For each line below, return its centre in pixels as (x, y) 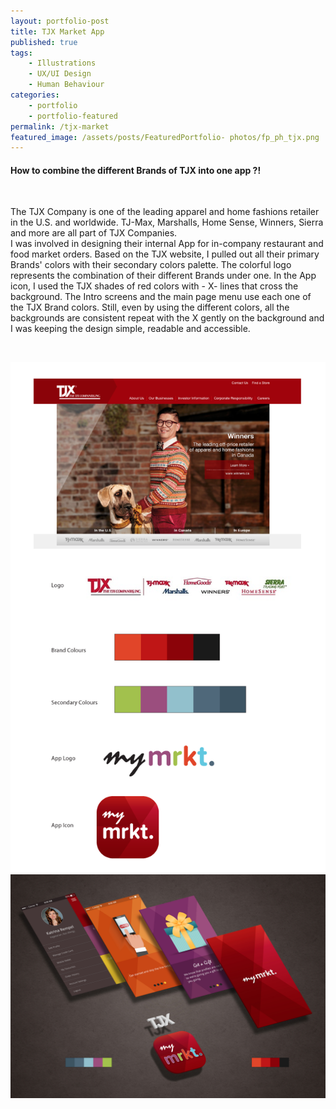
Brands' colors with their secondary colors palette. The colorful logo (151, 265)
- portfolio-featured (73, 116)
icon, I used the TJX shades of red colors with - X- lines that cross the (154, 286)
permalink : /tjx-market (60, 126)
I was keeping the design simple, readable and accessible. (130, 329)
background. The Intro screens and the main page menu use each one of (161, 297)
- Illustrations (62, 63)
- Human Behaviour (66, 85)
